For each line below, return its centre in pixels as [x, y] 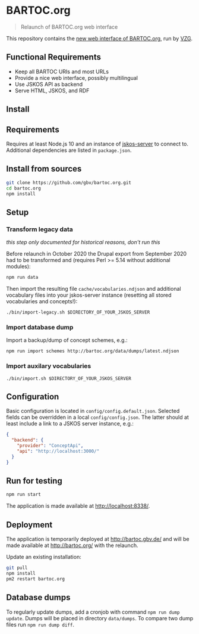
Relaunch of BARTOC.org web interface [69, 27]
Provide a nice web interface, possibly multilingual [76, 77]
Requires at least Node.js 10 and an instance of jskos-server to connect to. [97, 144]
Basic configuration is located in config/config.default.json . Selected [93, 411]
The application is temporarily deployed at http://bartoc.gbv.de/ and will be [98, 539]
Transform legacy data [40, 229]
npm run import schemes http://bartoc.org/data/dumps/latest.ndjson [93, 351]
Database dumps [38, 597]
